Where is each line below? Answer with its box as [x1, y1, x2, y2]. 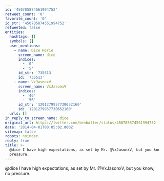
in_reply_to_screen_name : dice [5, 115, 69, 121]
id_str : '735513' [18, 71, 54, 75]
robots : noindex [5, 134, 38, 139]
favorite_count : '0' [5, 16, 47, 21]
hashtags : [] [9, 35, 36, 39]
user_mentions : [9, 43, 41, 48]
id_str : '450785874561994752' [5, 20, 67, 26]
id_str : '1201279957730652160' [18, 102, 82, 107]
